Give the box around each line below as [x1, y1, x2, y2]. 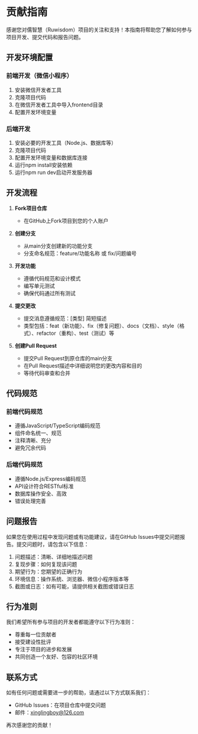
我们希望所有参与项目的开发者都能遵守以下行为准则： [6, 619, 136, 626]
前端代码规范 [6, 408, 43, 416]
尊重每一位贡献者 [14, 631, 57, 638]
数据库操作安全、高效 [14, 490, 67, 497]
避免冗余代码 [14, 444, 46, 451]
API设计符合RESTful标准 [14, 483, 74, 490]
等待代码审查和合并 [23, 369, 71, 376]
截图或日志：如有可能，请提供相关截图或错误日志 [14, 583, 134, 590]
